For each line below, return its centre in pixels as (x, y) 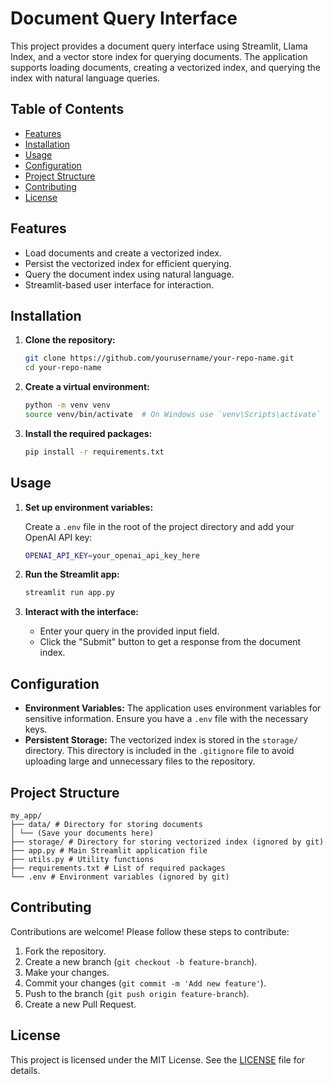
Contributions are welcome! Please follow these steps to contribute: (150, 931)
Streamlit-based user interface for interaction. (119, 284)
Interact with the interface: (82, 612)
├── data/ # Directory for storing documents (106, 824)
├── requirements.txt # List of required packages (118, 868)
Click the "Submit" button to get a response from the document (170, 642)
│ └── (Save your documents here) (82, 833)
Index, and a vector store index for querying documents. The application (159, 56)
